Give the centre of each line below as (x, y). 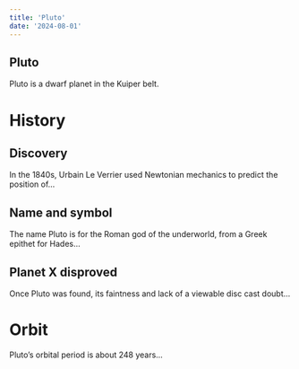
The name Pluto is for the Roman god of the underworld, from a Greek (138, 234)
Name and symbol (61, 212)
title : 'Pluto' (38, 18)
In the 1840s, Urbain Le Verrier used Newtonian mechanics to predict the (144, 175)
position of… (32, 184)
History (38, 120)
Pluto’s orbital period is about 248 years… (86, 355)
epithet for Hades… (45, 244)
